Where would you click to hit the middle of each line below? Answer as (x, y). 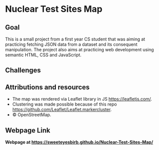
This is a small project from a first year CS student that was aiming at (75, 39)
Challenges (23, 70)
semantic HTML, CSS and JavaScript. (43, 55)
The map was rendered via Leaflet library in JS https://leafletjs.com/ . (82, 99)
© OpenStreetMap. (32, 115)
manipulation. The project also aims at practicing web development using (79, 50)
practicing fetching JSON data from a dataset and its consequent (71, 44)
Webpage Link (28, 130)
